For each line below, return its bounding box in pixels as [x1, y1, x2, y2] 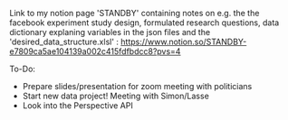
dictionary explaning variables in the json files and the [9, 27, 211, 37]
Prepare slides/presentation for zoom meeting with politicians [22, 81, 253, 91]
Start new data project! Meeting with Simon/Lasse [22, 90, 210, 101]
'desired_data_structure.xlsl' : [9, 36, 120, 47]
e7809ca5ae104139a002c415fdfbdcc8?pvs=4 [9, 46, 181, 57]
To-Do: [9, 63, 36, 74]
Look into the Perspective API [22, 100, 133, 111]
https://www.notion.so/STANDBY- [120, 36, 247, 47]
